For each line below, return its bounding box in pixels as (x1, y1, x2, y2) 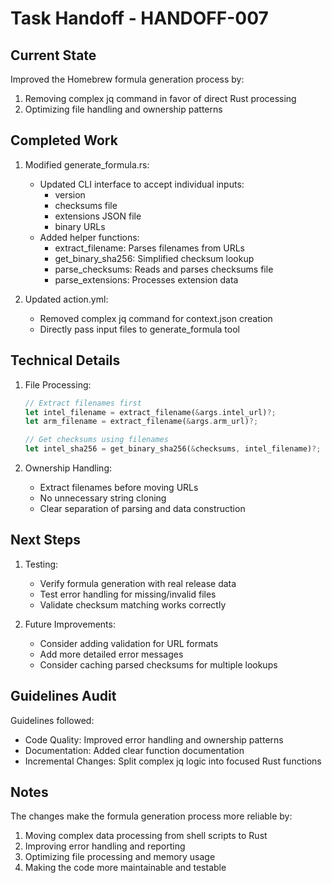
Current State (10, 47, 97, 64)
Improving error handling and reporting (24, 840, 186, 852)
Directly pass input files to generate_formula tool (39, 323, 240, 335)
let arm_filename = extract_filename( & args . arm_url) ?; (24, 417, 259, 427)
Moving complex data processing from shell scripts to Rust (24, 830, 268, 842)
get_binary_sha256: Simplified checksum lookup (54, 252, 255, 264)
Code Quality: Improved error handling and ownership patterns (24, 733, 284, 746)
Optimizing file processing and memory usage (24, 851, 216, 863)
